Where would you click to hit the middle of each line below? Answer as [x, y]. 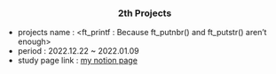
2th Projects [145, 13]
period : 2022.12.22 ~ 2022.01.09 [78, 51]
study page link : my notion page [77, 61]
